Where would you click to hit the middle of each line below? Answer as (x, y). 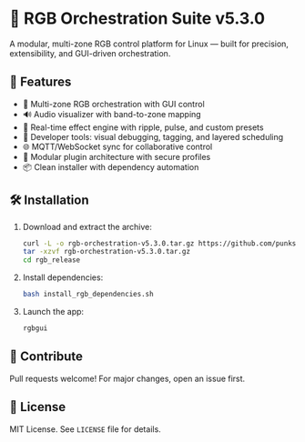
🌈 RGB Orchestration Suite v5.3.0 (137, 19)
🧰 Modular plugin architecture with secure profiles (117, 156)
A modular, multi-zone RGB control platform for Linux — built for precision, (149, 44)
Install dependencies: (63, 277)
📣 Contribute (46, 357)
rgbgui (35, 328)
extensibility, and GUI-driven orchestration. (90, 53)
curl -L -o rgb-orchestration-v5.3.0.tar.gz (108, 243)
